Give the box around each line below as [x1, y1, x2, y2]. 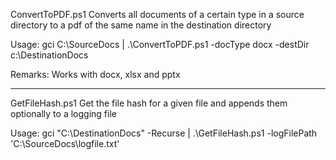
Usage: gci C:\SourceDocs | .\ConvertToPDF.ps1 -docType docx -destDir [10, 39, 310, 50]
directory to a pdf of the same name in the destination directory [10, 19, 272, 31]
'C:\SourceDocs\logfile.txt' [10, 138, 120, 149]
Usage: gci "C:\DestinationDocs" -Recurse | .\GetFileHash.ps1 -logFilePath [10, 127, 318, 139]
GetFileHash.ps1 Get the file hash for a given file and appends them [10, 97, 288, 109]
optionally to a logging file [10, 108, 117, 119]
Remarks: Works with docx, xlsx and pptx [10, 69, 181, 80]
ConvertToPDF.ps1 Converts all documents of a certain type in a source [10, 9, 305, 20]
